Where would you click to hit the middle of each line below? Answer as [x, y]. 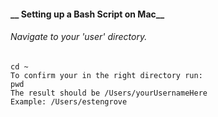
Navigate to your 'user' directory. [79, 37]
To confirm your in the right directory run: [106, 75]
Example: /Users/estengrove [69, 101]
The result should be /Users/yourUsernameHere [109, 93]
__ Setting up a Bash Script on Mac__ [87, 14]
